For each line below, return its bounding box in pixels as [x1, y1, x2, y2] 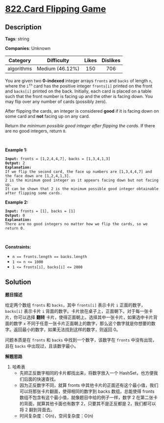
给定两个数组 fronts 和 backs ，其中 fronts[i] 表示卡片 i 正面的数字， [5, 302, 145, 308]
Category [8, 57, 31, 64]
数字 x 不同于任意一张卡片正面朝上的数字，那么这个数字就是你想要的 [13, 320, 152, 326]
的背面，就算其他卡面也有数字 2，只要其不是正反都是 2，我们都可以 [19, 400, 156, 406]
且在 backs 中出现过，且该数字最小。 [5, 343, 79, 349]
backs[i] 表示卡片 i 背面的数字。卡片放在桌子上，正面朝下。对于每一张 [5, 308, 149, 314]
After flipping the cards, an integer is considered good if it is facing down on [5, 108, 159, 114]
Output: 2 [5, 161, 25, 165]
